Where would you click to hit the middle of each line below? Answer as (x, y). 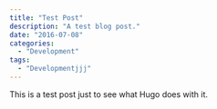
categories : (32, 43)
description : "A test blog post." (75, 26)
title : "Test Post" (46, 18)
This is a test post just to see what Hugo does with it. (108, 94)
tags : (20, 60)
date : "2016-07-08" (46, 35)
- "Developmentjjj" (55, 69)
